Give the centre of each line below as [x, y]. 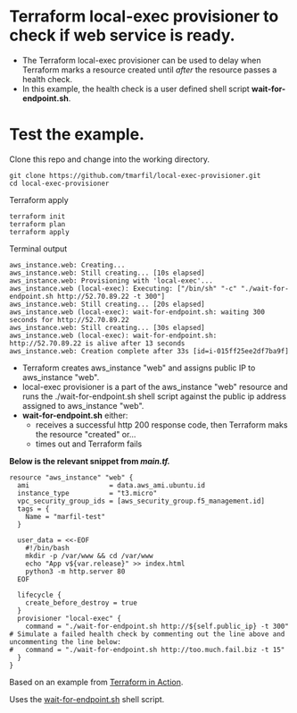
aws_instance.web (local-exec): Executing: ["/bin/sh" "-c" [124, 288]
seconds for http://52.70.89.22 [69, 319]
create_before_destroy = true [82, 603]
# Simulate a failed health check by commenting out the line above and [147, 634]
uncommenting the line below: [66, 641]
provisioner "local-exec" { [70, 618]
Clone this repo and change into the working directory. [109, 159]
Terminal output [38, 249]
